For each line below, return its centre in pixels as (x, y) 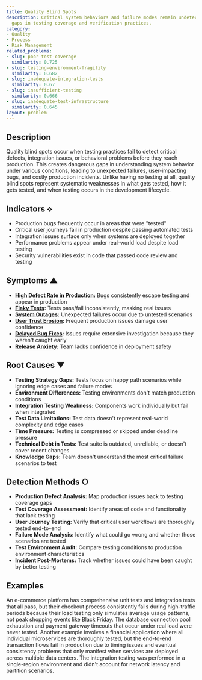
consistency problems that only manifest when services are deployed (92, 652)
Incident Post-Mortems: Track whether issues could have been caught (103, 560)
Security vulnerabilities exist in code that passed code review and (96, 255)
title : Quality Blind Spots (41, 12)
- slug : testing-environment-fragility (56, 68)
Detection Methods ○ (47, 482)
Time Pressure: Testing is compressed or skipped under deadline (96, 431)
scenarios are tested (40, 541)
